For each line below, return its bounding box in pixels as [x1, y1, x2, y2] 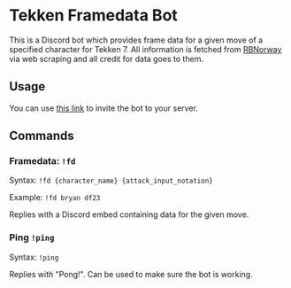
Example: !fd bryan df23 [9, 192, 101, 203]
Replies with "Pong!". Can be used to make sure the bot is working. [9, 269, 254, 279]
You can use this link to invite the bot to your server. [9, 103, 199, 113]
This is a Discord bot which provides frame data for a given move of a [9, 35, 264, 45]
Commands [9, 128, 75, 144]
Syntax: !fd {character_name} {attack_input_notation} [9, 175, 214, 186]
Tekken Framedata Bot [9, 5, 179, 26]
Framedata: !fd [9, 155, 76, 167]
